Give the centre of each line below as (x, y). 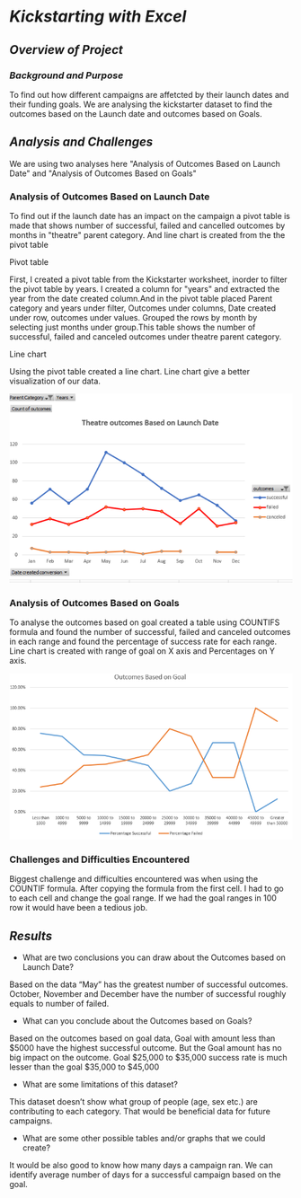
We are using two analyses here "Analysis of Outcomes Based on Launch (145, 163)
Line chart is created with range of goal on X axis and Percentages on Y (142, 651)
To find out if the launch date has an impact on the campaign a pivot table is (150, 216)
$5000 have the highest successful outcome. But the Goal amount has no (146, 1048)
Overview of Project (66, 50)
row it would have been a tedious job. (79, 908)
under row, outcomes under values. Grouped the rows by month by (133, 317)
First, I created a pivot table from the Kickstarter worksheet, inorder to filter (148, 279)
